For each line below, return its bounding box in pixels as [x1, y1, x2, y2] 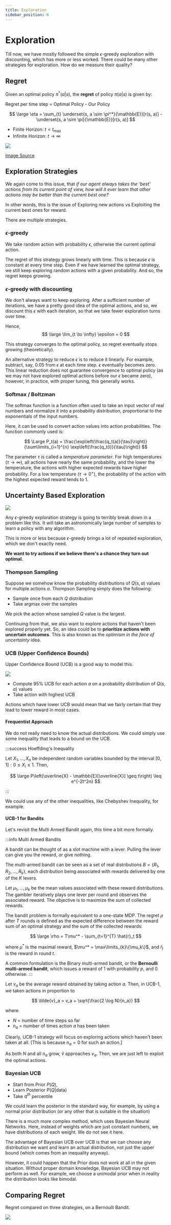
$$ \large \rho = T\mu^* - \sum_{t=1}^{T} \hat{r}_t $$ [30, 933, 142, 939]
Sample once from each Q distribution [12, 595, 93, 602]
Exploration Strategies [5, 167, 78, 176]
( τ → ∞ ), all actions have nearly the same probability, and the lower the [5, 459, 155, 465]
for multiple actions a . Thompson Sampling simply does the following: [5, 586, 152, 592]
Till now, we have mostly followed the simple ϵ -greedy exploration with [5, 51, 154, 57]
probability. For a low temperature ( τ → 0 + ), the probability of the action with [5, 470, 166, 477]
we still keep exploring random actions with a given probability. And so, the [5, 267, 163, 273]
